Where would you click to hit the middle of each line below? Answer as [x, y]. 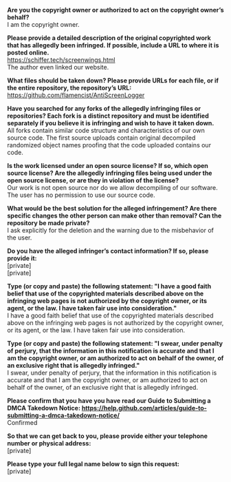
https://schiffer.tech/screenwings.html [61, 60]
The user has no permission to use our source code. [81, 195]
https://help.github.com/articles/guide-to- [144, 408]
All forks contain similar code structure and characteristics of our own [106, 130]
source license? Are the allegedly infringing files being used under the [110, 173]
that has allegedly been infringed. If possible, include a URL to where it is [113, 45]
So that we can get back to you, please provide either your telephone [108, 436]
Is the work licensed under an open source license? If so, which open [108, 166]
